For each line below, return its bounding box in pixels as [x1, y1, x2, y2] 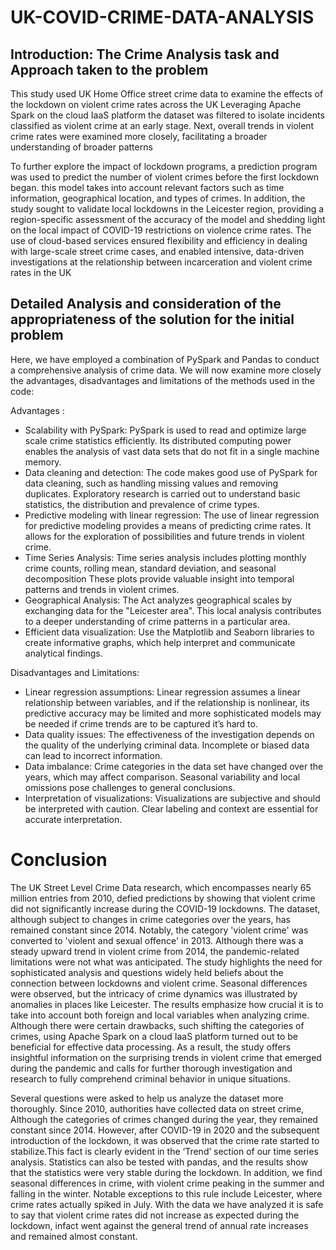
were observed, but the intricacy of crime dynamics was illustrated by [10, 987, 298, 1000]
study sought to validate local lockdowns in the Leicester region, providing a [10, 203, 325, 215]
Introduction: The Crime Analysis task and [10, 46, 280, 63]
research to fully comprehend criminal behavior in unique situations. [10, 1072, 292, 1085]
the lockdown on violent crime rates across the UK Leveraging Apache [10, 99, 302, 110]
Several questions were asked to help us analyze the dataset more [10, 1092, 284, 1104]
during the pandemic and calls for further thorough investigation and [10, 1062, 293, 1074]
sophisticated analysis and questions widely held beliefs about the [10, 966, 284, 978]
